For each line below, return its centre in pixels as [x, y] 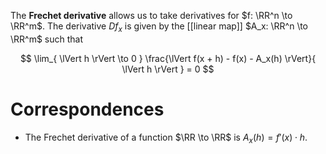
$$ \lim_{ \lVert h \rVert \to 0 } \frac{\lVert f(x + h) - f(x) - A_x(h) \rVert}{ [168, 58]
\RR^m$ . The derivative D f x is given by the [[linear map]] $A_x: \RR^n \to [159, 27]
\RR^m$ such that [47, 39]
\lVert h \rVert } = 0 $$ [168, 69]
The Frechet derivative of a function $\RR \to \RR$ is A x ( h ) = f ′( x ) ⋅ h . [166, 138]
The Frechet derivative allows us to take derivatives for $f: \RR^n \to [151, 15]
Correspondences [87, 109]
